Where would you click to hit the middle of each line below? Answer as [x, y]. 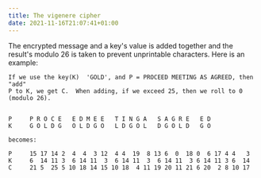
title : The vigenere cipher [55, 15]
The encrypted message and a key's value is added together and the [121, 45]
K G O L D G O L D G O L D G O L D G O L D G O [110, 126]
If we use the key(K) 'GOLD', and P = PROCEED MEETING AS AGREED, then [131, 77]
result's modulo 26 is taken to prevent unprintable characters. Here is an [127, 54]
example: [23, 62]
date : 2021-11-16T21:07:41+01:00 [63, 23]
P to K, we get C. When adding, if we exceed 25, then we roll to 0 [126, 91]
